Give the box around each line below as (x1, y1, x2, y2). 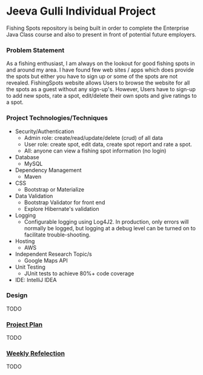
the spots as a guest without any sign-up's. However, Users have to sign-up (6, 86, 196, 93)
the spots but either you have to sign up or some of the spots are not (6, 73, 178, 80)
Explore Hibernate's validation (24, 205, 99, 212)
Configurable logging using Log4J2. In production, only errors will (24, 218, 189, 225)
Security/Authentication (15, 128, 75, 135)
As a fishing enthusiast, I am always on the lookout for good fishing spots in (6, 60, 195, 67)
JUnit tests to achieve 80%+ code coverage (24, 269, 135, 277)
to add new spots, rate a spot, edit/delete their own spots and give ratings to (6, 92, 197, 100)
